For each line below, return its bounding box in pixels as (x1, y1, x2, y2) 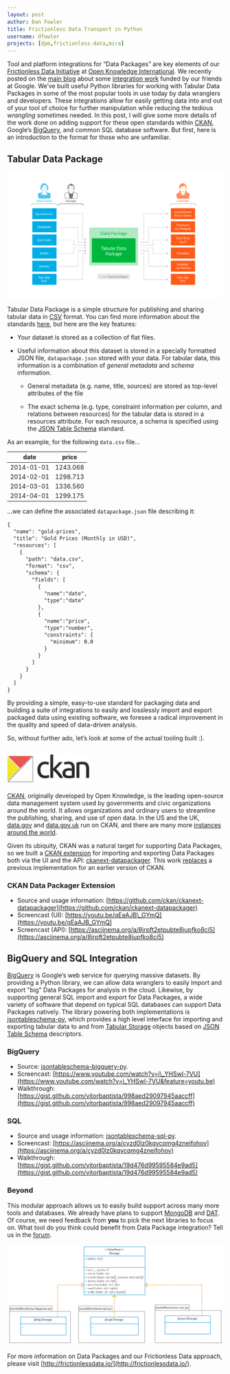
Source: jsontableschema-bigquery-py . (16, 1062, 128, 1070)
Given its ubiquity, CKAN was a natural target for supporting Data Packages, (7, 841, 222, 850)
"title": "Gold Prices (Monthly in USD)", (13, 534, 137, 542)
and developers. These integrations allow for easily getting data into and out (7, 96, 222, 105)
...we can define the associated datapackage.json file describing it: (7, 507, 196, 515)
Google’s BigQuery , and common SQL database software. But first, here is (7, 126, 216, 134)
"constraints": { (43, 631, 94, 638)
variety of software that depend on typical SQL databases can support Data (7, 1000, 222, 1008)
